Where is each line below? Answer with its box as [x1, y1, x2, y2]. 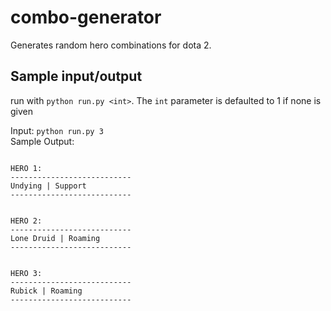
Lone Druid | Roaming [10, 233, 101, 243]
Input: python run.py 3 [10, 124, 104, 136]
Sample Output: [10, 135, 75, 147]
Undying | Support [10, 181, 87, 191]
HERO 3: [10, 268, 43, 278]
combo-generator [10, 6, 162, 29]
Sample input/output [10, 68, 143, 85]
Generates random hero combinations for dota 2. [10, 39, 212, 51]
